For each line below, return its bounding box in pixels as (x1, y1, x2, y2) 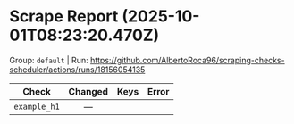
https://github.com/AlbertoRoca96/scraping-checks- (89, 54, 285, 65)
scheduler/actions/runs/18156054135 (9, 64, 146, 75)
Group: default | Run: (9, 54, 88, 65)
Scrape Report (9, 6, 119, 27)
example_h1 (13, 101, 60, 112)
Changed (68, 85, 109, 97)
